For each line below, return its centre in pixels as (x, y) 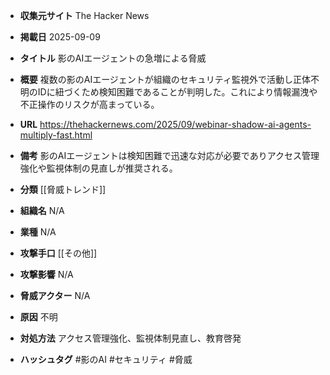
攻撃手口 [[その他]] (58, 253)
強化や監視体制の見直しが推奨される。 (98, 168)
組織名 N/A (42, 210)
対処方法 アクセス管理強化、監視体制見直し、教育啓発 (130, 338)
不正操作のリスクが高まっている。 (89, 104)
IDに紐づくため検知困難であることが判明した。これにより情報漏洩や (177, 92)
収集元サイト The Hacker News (84, 15)
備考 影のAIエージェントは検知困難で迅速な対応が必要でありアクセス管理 (169, 155)
